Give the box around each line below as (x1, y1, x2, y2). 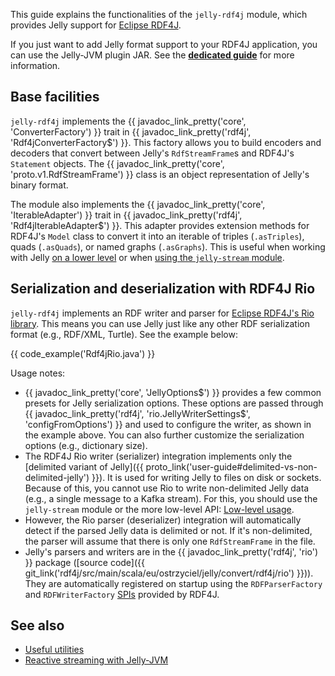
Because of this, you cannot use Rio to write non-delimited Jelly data (24, 482, 310, 494)
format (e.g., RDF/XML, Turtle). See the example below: (10, 328, 238, 340)
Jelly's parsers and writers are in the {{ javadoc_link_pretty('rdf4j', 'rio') (24, 545, 319, 558)
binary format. (10, 179, 69, 191)
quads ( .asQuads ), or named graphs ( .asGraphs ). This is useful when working (10, 240, 326, 253)
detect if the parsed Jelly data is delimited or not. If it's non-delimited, (24, 524, 313, 536)
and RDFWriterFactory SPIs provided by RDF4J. (24, 588, 220, 600)
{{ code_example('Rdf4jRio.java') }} (10, 347, 156, 359)
